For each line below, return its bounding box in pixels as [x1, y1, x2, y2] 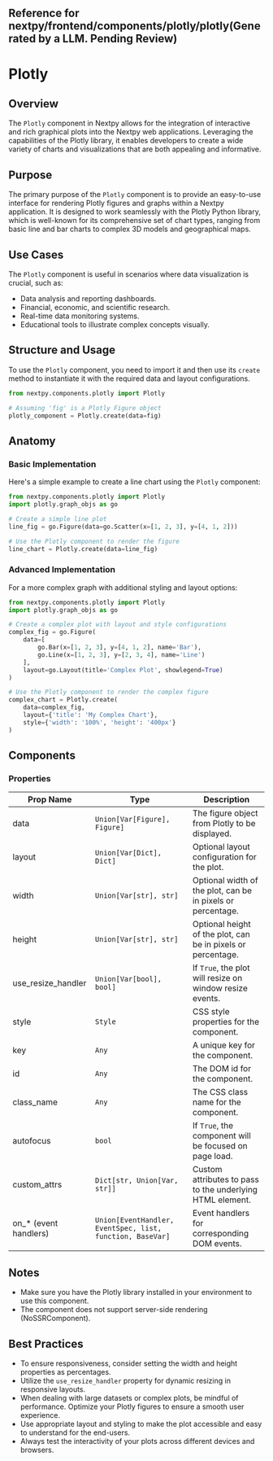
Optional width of [192, 875, 258, 886]
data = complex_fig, [23, 703, 85, 711]
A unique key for [192, 1039, 256, 1051]
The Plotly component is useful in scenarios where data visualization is [8, 269, 249, 279]
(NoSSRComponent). [19, 1314, 91, 1323]
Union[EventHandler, [94, 1216, 175, 1225]
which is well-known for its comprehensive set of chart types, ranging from [8, 216, 261, 225]
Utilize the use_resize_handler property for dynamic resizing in [19, 1376, 232, 1385]
